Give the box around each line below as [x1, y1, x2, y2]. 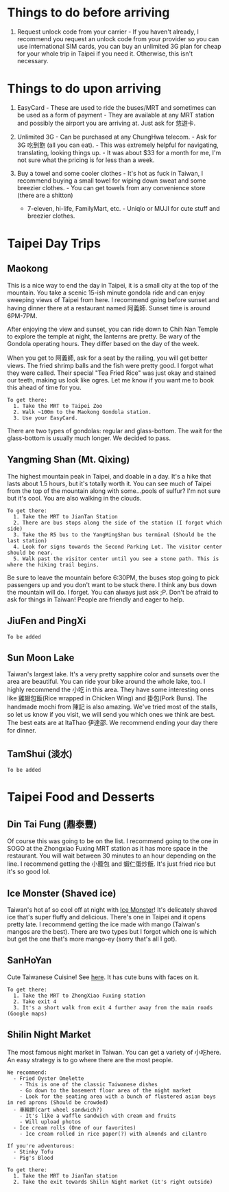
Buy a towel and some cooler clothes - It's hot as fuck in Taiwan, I [16, 169, 204, 177]
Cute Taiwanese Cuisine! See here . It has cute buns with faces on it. [7, 973, 200, 981]
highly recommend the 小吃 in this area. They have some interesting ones [7, 685, 215, 694]
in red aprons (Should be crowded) [7, 1099, 109, 1106]
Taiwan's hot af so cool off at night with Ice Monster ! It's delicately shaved [7, 905, 217, 914]
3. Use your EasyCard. [13, 414, 78, 422]
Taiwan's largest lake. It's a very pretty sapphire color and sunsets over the [7, 670, 219, 678]
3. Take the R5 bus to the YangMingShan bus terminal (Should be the [13, 531, 216, 538]
